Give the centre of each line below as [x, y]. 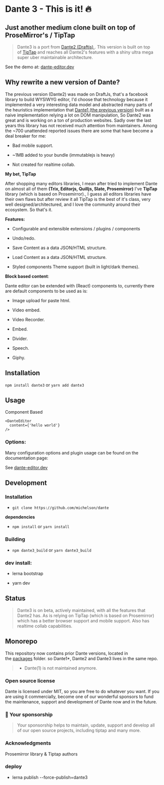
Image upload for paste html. [41, 300]
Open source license [30, 680]
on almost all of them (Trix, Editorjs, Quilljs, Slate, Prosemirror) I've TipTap [81, 189]
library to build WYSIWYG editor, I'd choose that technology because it [76, 99]
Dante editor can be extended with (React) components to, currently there [80, 285]
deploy [13, 766]
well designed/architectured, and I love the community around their [73, 204]
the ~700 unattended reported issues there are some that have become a [79, 131]
